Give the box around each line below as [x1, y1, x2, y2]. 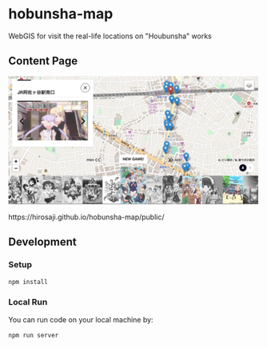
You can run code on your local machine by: [8, 314, 153, 324]
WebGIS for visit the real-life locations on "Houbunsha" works [8, 31, 212, 41]
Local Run [8, 297, 48, 308]
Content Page [8, 54, 78, 68]
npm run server [8, 331, 59, 339]
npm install [8, 278, 48, 286]
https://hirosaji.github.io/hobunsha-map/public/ [8, 212, 165, 222]
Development [8, 235, 78, 248]
